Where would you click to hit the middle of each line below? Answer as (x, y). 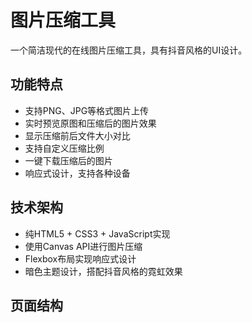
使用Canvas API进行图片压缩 (83, 246)
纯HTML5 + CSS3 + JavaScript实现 (97, 233)
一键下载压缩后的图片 (68, 160)
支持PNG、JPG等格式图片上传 (87, 110)
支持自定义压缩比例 (64, 148)
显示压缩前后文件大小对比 (77, 135)
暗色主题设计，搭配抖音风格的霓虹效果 (103, 271)
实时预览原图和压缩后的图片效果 (90, 123)
